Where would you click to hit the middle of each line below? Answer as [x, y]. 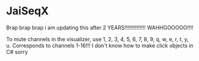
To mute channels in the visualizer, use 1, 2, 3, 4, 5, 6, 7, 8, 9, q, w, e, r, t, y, [98, 39]
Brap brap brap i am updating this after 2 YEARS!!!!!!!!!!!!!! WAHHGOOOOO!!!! [100, 28]
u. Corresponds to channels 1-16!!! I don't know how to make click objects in [100, 45]
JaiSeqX [27, 11]
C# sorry [17, 51]
